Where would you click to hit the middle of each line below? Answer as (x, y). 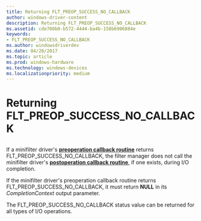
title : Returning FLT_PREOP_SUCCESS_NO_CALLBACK (68, 12)
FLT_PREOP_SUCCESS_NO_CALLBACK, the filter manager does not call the (99, 156)
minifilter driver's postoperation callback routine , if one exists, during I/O (98, 162)
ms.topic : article (29, 57)
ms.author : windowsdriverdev (43, 46)
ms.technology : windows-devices (47, 68)
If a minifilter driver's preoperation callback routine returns (80, 149)
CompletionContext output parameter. (53, 193)
